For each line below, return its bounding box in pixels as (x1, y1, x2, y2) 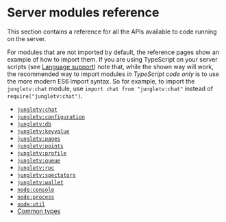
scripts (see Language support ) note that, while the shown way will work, (7, 62, 214, 71)
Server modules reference (7, 5, 160, 21)
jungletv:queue (16, 157, 61, 164)
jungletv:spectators (16, 171, 76, 179)
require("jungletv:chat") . (7, 91, 83, 100)
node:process (16, 193, 55, 200)
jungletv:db (16, 121, 51, 127)
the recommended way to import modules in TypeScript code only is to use (7, 70, 219, 78)
